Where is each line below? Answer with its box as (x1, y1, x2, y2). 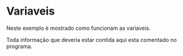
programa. (6, 43, 32, 50)
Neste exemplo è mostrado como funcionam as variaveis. (6, 24, 151, 32)
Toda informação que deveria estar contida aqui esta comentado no (6, 36, 177, 43)
